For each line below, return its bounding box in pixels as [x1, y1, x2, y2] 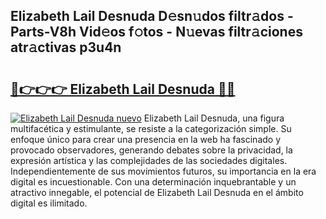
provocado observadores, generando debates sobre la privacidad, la [10, 144, 293, 156]
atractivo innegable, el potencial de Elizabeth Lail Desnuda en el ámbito [10, 187, 304, 198]
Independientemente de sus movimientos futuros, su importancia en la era [10, 165, 317, 177]
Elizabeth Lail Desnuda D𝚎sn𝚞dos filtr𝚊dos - [10, 8, 294, 25]
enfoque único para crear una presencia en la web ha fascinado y [10, 134, 282, 145]
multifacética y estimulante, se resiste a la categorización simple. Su [10, 123, 292, 134]
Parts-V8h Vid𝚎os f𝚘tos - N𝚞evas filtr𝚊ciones [10, 24, 303, 41]
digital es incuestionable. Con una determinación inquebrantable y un [10, 176, 297, 188]
